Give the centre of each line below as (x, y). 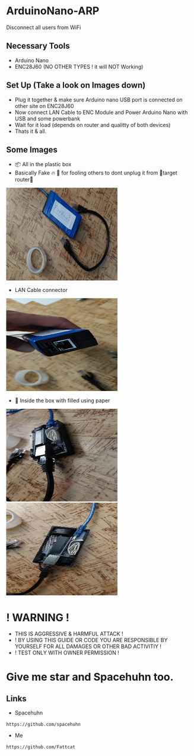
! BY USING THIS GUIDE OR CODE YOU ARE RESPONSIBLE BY (91, 640)
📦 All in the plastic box (43, 164)
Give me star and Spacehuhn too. (90, 677)
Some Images (32, 150)
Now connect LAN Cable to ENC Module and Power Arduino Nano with (101, 112)
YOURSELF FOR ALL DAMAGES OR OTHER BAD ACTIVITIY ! (88, 647)
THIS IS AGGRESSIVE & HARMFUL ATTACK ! (69, 634)
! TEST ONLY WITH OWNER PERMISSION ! (67, 653)
